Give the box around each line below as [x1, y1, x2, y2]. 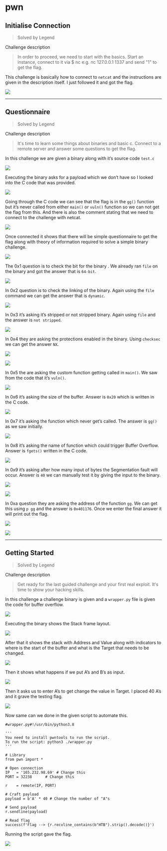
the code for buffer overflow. [5, 601, 64, 607]
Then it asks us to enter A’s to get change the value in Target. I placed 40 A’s [5, 688, 162, 694]
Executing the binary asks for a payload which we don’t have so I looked [5, 174, 153, 180]
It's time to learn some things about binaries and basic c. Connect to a [17, 140, 162, 146]
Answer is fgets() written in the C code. [5, 447, 88, 453]
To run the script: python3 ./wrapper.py [5, 739, 92, 744]
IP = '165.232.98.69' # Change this [5, 770, 85, 775]
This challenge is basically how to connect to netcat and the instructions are [5, 74, 162, 80]
